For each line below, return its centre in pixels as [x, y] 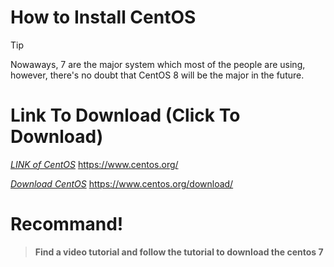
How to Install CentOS [103, 17]
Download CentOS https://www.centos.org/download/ [122, 183]
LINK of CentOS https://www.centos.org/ [94, 164]
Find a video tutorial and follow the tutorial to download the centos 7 [179, 252]
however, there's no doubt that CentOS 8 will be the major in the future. [157, 75]
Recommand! [67, 224]
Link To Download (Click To [125, 115]
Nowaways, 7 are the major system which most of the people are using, [158, 64]
